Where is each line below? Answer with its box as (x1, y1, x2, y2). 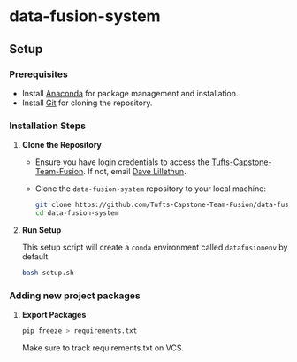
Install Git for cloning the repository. (21, 97, 153, 108)
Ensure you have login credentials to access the (34, 157, 210, 167)
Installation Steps (9, 119, 87, 132)
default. (21, 250, 50, 262)
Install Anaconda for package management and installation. (21, 88, 239, 98)
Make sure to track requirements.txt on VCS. (21, 343, 184, 353)
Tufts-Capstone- (211, 157, 272, 167)
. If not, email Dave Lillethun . (82, 166, 187, 177)
